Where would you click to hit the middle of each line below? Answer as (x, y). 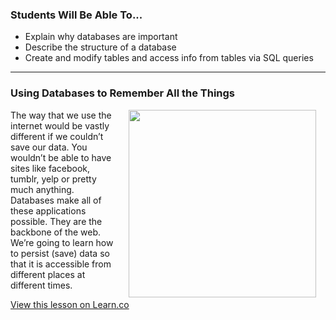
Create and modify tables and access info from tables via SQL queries (169, 58)
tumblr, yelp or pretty (53, 179)
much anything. (42, 189)
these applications (48, 210)
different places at (48, 274)
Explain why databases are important (101, 37)
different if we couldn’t (57, 136)
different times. (41, 285)
